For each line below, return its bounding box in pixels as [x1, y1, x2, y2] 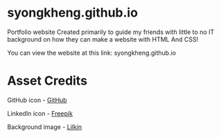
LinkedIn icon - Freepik [7, 109, 73, 117]
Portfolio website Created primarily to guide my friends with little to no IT [7, 28, 215, 36]
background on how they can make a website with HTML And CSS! [7, 35, 199, 43]
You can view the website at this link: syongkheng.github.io [7, 49, 177, 57]
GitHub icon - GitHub [7, 96, 67, 104]
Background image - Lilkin [7, 123, 82, 131]
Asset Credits [7, 73, 88, 89]
